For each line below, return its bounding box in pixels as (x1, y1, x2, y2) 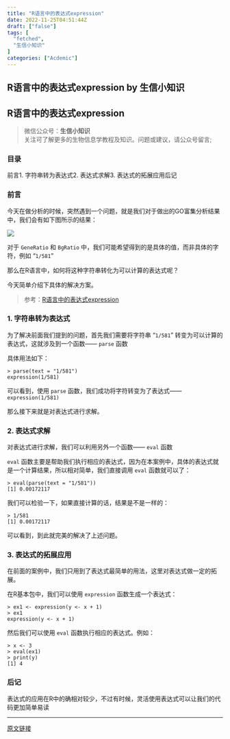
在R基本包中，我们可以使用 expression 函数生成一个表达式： (7, 590, 177, 598)
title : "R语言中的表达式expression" (7, 10, 105, 17)
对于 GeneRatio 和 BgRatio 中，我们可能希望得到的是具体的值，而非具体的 (7, 243, 214, 251)
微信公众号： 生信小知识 (23, 126, 90, 134)
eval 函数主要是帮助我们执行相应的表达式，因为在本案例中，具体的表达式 (7, 458, 214, 466)
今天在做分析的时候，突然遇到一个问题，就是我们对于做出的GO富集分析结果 (7, 207, 220, 215)
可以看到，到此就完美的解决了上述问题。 (7, 531, 121, 539)
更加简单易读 (12, 703, 49, 711)
